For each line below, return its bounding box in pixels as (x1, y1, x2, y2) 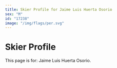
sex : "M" (5, 12, 23, 17)
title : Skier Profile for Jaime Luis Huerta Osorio (5, 7, 112, 12)
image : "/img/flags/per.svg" (5, 20, 64, 26)
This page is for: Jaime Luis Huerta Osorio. (5, 58, 91, 64)
